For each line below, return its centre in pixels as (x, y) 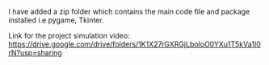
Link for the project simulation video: (69, 36)
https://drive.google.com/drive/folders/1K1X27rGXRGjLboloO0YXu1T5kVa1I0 (134, 44)
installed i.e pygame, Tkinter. (56, 20)
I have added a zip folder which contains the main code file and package (129, 12)
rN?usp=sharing (35, 53)
